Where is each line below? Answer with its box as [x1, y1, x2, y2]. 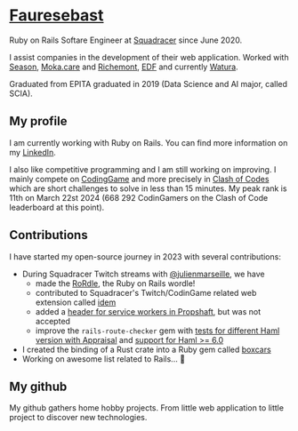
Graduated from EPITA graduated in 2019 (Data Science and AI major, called [9, 78, 287, 89]
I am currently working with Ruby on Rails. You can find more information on [9, 137, 288, 148]
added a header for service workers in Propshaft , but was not [35, 306, 262, 316]
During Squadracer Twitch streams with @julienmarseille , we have [21, 268, 265, 279]
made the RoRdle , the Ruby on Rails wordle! [35, 277, 196, 289]
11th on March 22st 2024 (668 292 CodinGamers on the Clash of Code [9, 192, 269, 203]
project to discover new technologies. [9, 412, 148, 423]
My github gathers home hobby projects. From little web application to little [9, 403, 285, 413]
